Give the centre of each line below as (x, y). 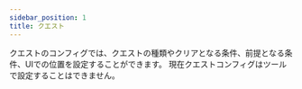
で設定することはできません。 (64, 75)
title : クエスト (37, 26)
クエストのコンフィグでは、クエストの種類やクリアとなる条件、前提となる (147, 53)
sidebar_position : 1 (48, 18)
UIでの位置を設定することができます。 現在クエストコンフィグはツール (156, 64)
